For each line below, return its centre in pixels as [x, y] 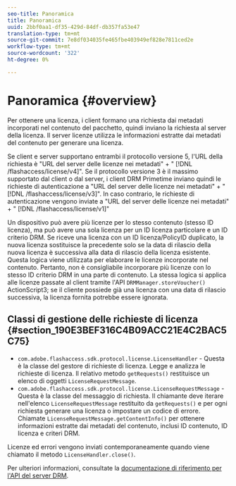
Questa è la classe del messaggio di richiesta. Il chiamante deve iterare [120, 396]
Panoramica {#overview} [82, 100]
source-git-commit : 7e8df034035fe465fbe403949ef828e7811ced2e [100, 40]
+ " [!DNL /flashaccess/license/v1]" [58, 208]
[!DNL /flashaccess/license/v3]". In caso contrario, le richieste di [101, 194]
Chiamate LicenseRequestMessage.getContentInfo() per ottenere [111, 418]
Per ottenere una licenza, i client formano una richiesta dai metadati [105, 120]
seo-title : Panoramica [41, 14]
